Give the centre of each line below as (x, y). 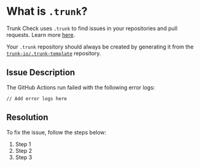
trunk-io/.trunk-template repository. (54, 53)
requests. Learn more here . (41, 34)
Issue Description (41, 73)
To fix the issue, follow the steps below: (56, 132)
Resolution (27, 118)
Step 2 (24, 150)
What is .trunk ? (47, 11)
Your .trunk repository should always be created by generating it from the (100, 47)
